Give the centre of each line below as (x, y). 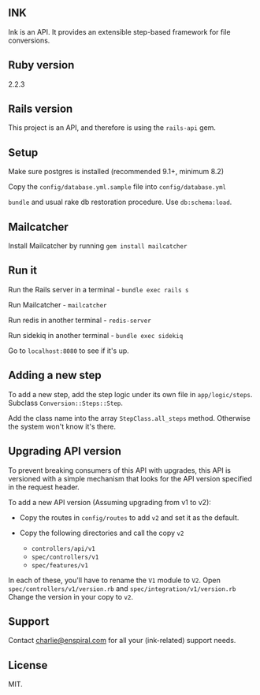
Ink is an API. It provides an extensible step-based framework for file (119, 32)
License (28, 665)
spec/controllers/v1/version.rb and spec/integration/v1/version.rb (122, 588)
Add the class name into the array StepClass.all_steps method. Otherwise (129, 418)
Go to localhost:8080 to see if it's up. (69, 351)
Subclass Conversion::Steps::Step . (66, 403)
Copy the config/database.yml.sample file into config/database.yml (117, 187)
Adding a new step (55, 375)
